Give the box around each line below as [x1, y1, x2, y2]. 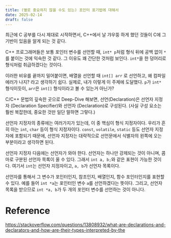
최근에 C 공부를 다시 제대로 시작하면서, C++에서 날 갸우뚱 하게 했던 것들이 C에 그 [5, 32, 166, 38]
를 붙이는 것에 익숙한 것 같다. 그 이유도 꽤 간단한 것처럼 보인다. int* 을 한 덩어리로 [5, 55, 166, 61]
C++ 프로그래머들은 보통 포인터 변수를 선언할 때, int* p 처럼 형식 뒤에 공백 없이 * [5, 49, 166, 55]
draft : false [5, 17, 33, 22]
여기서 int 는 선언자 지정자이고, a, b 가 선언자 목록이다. [12, 163, 121, 169]
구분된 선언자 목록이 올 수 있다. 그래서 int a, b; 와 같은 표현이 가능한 [14, 157, 152, 163]
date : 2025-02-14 [5, 12, 42, 17]
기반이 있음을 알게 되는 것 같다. [5, 38, 67, 44]
